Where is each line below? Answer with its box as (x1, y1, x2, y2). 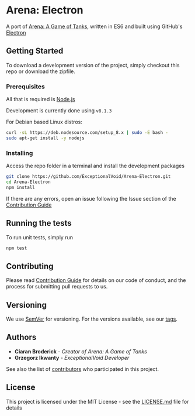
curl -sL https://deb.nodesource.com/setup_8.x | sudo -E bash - (6, 130, 168, 136)
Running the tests (6, 218, 72, 228)
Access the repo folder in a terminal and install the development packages (6, 162, 185, 170)
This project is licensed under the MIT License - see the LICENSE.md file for (6, 398, 189, 405)
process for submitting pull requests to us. (6, 283, 108, 290)
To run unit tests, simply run (6, 233, 73, 240)
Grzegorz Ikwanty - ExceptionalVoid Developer (14, 354, 130, 361)
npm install (6, 184, 35, 190)
